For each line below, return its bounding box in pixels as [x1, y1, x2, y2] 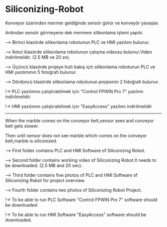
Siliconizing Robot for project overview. [5, 177, 85, 183]
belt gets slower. [5, 123, 39, 129]
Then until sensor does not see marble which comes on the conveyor [5, 132, 147, 138]
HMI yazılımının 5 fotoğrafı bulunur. [5, 69, 77, 75]
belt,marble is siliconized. [5, 138, 58, 144]
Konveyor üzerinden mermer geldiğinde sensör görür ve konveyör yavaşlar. [5, 20, 160, 26]
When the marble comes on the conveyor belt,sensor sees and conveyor [5, 117, 154, 123]
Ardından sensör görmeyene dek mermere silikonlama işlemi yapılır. [5, 29, 144, 35]
